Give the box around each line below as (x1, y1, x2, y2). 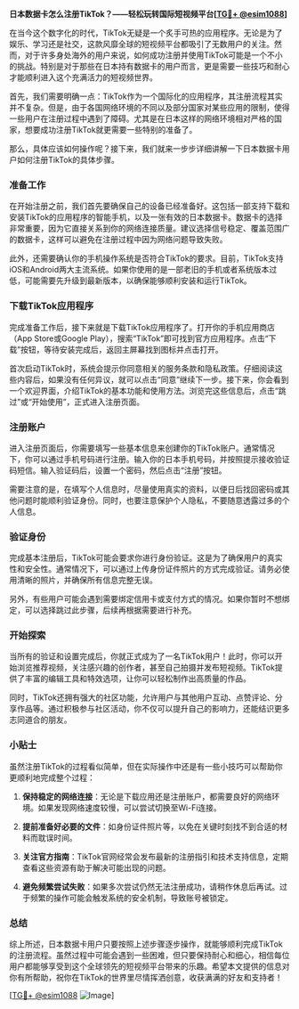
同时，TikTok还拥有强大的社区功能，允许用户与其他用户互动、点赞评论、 (9, 692, 276, 703)
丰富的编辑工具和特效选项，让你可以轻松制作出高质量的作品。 (24, 673, 251, 684)
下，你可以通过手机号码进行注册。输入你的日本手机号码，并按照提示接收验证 (9, 453, 290, 464)
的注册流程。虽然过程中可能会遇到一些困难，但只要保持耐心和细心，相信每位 (9, 950, 290, 961)
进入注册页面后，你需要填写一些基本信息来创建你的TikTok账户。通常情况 (9, 443, 276, 453)
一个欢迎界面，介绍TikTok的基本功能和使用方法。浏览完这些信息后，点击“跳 (9, 385, 287, 395)
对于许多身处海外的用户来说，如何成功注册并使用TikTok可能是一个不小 (24, 50, 283, 61)
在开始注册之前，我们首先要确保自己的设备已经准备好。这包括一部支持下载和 (9, 200, 290, 212)
